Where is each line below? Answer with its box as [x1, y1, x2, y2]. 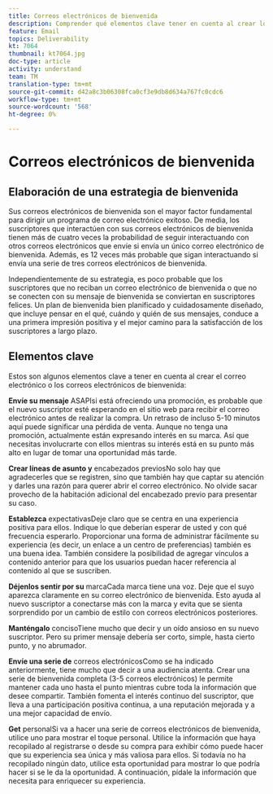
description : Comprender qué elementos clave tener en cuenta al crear [8, 20, 256, 28]
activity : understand [8, 65, 82, 73]
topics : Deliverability [8, 34, 89, 43]
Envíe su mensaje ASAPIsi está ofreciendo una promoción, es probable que [8, 396, 262, 406]
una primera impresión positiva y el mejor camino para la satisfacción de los [8, 318, 263, 327]
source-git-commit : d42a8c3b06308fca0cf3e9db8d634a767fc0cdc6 [8, 87, 223, 96]
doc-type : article [8, 58, 71, 66]
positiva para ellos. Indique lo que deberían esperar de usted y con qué [8, 522, 248, 532]
